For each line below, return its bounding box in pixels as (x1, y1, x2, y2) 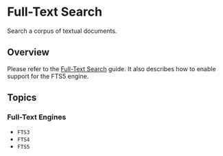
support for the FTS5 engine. (7, 72, 89, 80)
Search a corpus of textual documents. (7, 27, 117, 35)
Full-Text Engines (7, 112, 67, 122)
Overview (7, 47, 50, 58)
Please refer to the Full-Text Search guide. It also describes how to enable (7, 64, 216, 73)
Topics (7, 92, 37, 103)
